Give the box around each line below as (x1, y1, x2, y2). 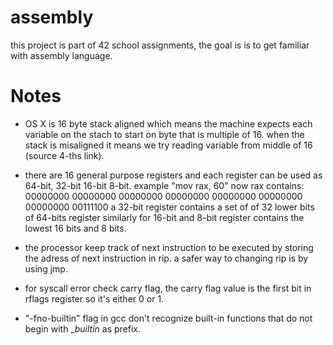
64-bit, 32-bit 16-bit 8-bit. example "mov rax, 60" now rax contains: (24, 179, 305, 191)
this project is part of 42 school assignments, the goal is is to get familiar (10, 39, 310, 51)
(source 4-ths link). (24, 149, 105, 161)
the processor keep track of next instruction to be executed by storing (24, 241, 314, 253)
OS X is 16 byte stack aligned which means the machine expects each (24, 117, 313, 130)
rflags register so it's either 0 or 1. (24, 292, 165, 305)
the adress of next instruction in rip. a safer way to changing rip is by (24, 252, 309, 264)
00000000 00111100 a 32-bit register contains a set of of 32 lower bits (24, 201, 315, 213)
